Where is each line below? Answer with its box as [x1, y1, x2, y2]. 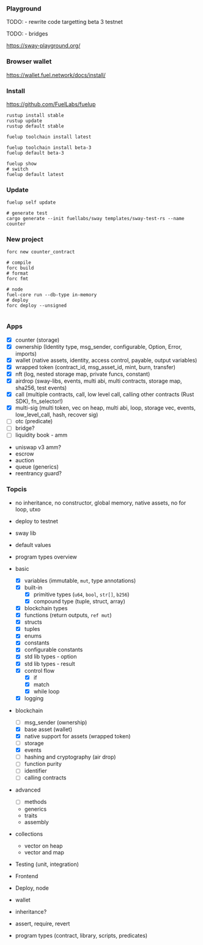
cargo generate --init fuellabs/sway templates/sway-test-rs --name [6, 216, 185, 222]
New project [6, 235, 44, 243]
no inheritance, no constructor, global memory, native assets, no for [15, 499, 186, 507]
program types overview [15, 553, 78, 560]
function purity [24, 760, 62, 768]
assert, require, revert [15, 920, 70, 927]
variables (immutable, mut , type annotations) [24, 576, 136, 584]
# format [6, 270, 29, 277]
